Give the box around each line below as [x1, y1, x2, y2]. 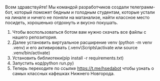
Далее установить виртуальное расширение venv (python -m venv [12, 40, 153, 45]
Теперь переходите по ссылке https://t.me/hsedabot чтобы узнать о [12, 65, 154, 71]
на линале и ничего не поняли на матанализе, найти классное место [5, 15, 150, 20]
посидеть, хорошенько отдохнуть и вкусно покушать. [5, 20, 118, 25]
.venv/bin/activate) [12, 50, 51, 56]
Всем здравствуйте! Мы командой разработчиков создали [5, 4, 129, 10]
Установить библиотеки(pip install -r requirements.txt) [12, 55, 124, 61]
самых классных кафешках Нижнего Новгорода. [12, 71, 115, 76]
